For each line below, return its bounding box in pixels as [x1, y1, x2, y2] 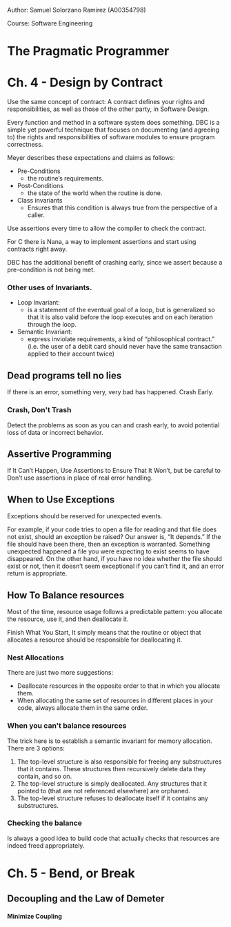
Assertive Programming [7, 448, 112, 460]
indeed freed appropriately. [7, 841, 85, 850]
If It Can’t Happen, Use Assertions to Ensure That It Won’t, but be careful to [7, 467, 221, 475]
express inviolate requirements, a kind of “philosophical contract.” [27, 335, 215, 343]
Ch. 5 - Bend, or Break [7, 866, 136, 882]
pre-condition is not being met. [7, 265, 95, 274]
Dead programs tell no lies [7, 369, 122, 381]
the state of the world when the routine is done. [27, 189, 163, 197]
